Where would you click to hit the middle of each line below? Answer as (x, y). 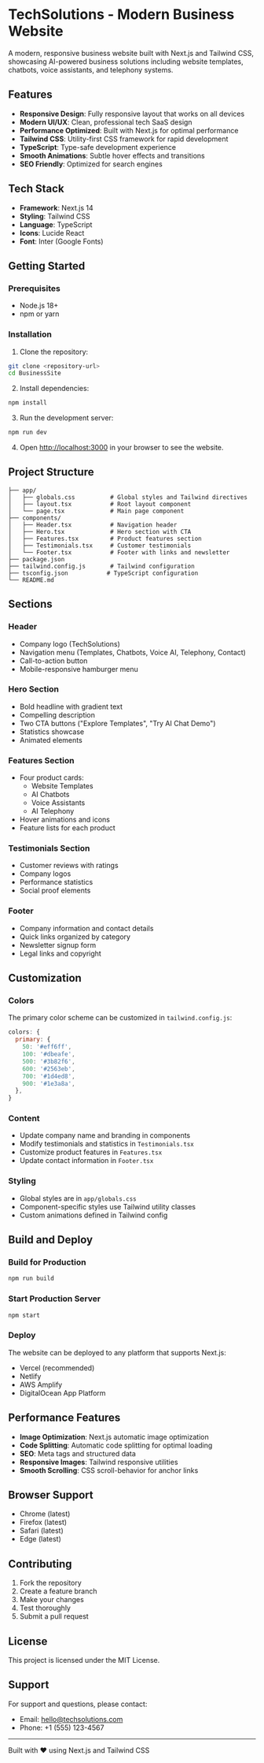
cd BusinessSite (35, 373)
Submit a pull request (54, 1616)
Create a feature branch (58, 1591)
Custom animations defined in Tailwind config (93, 1215)
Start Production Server (54, 1299)
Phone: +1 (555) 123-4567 (62, 1728)
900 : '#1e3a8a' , (49, 1083)
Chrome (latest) (45, 1514)
